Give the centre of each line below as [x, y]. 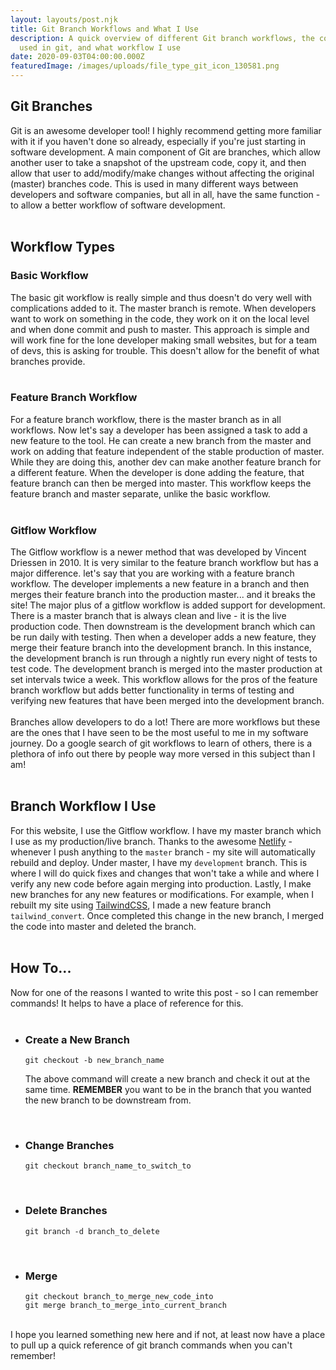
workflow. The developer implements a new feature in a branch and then [160, 584]
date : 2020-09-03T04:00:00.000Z [77, 57]
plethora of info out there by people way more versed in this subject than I [163, 754]
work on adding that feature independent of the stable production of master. [167, 451]
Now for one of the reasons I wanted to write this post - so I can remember [164, 992]
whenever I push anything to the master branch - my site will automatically [163, 852]
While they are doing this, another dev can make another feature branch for [166, 462]
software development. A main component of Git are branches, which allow [165, 152]
